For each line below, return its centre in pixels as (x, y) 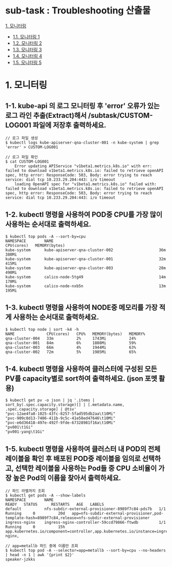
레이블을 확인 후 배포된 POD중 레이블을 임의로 (73, 458)
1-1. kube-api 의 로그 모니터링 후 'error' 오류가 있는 (83, 106)
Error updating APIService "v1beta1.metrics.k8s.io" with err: (83, 166)
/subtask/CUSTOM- (120, 116)
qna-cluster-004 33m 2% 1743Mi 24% (71, 338)
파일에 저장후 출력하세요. (69, 125)
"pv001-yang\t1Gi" (25, 432)
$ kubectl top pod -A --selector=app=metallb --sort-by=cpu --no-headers (86, 551)
